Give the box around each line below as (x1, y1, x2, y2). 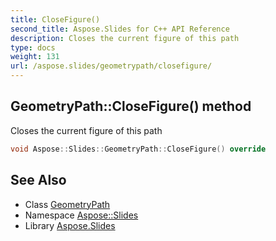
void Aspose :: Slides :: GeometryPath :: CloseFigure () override (10, 144, 267, 154)
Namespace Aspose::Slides (24, 209, 139, 221)
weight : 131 (10, 52, 60, 62)
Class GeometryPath (24, 198, 111, 210)
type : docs (10, 42, 56, 53)
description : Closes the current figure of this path (10, 33, 240, 43)
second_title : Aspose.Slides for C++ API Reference (10, 24, 230, 34)
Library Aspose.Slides (24, 219, 116, 231)
